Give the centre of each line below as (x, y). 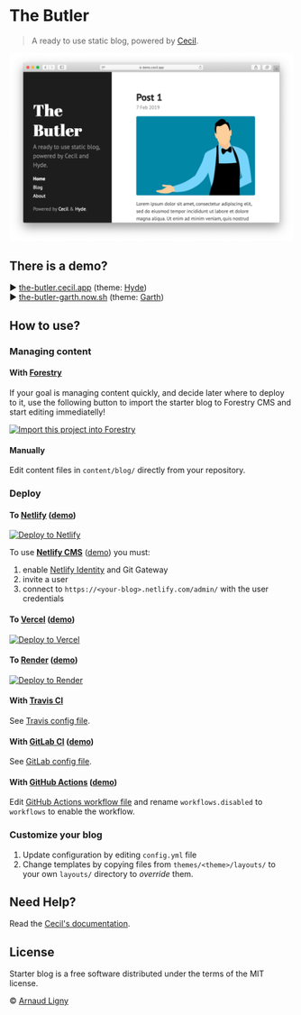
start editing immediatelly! (58, 412)
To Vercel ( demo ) (42, 619)
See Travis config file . (50, 720)
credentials (43, 599)
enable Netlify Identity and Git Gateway (95, 570)
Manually (27, 450)
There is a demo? (59, 266)
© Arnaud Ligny (39, 1001)
